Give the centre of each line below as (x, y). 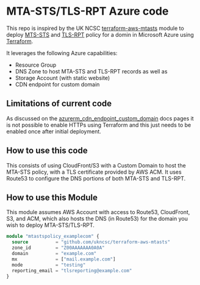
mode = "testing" (49, 265)
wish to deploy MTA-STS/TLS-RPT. (50, 225)
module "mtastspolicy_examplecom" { (53, 237)
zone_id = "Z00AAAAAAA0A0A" (58, 248)
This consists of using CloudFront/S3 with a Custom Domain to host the (96, 165)
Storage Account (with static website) (62, 78)
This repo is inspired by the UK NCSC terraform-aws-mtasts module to (95, 28)
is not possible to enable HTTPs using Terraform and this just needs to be (99, 125)
